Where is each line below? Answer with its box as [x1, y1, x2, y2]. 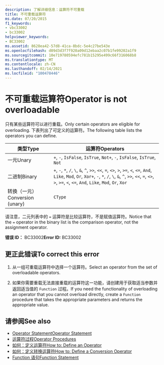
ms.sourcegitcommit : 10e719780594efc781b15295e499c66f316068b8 [5, 52, 137, 58]
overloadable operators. [12, 269, 61, 275]
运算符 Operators [85, 145, 124, 152]
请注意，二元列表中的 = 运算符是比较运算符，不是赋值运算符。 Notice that [5, 214, 152, 219]
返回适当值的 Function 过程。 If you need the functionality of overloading [12, 286, 158, 292]
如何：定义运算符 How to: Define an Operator [12, 342, 102, 348]
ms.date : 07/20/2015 [5, 16, 47, 21]
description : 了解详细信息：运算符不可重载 [5, 7, 84, 12]
